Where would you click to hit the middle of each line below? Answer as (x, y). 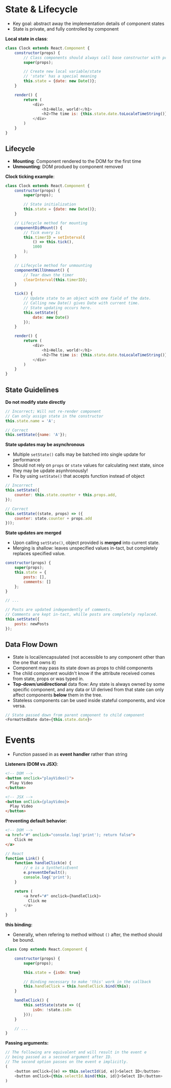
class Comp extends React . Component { (46, 949)
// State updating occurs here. (58, 308)
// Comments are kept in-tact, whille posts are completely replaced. (82, 615)
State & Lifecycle (41, 9)
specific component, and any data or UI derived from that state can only (88, 689)
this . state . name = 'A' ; (31, 421)
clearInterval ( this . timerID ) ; (55, 280)
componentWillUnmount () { (42, 270)
